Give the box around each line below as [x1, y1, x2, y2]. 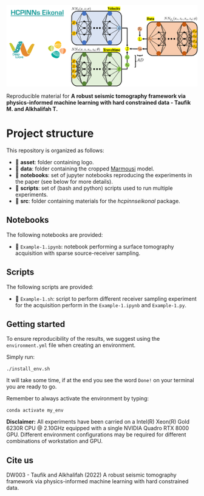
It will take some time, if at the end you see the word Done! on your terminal [6, 377, 194, 384]
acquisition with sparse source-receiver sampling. [15, 249, 141, 257]
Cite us [6, 455, 34, 466]
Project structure [6, 127, 94, 141]
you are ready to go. [6, 383, 57, 391]
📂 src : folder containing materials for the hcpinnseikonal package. [15, 197, 180, 205]
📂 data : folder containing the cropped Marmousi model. [15, 165, 155, 172]
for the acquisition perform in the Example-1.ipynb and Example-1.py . [15, 301, 187, 309]
